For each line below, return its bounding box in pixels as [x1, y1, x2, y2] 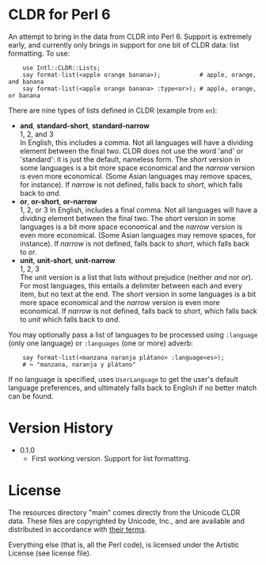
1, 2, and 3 [19, 129, 54, 139]
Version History [8, 419, 113, 437]
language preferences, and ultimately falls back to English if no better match [8, 383, 257, 392]
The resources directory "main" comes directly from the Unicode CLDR [8, 507, 241, 517]
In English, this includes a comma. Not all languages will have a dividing [19, 137, 253, 147]
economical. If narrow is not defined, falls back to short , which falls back [19, 306, 257, 315]
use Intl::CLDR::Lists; [22, 63, 101, 72]
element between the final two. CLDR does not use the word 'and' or [19, 146, 244, 155]
